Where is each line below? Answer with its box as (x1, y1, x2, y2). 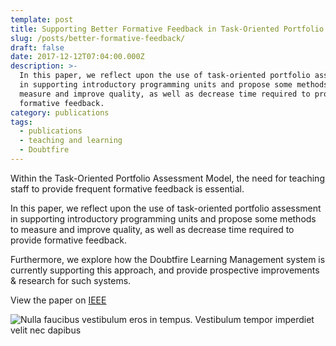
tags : (10, 117, 33, 127)
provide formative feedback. (10, 234, 128, 246)
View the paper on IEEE (10, 294, 107, 306)
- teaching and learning (19, 136, 123, 146)
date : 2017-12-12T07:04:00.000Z (10, 52, 145, 62)
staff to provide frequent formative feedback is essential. (10, 182, 245, 195)
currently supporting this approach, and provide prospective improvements (10, 264, 320, 276)
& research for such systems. (10, 274, 132, 286)
